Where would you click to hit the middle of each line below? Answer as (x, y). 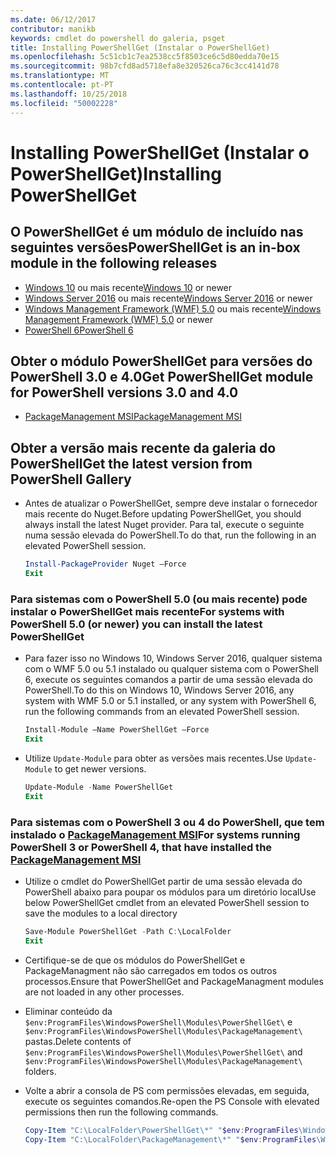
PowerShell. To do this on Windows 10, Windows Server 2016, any (159, 690)
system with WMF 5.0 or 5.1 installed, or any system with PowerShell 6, (170, 701)
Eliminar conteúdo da (68, 1011)
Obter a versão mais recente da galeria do (143, 447)
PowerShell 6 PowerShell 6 (79, 330)
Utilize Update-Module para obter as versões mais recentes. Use (154, 758)
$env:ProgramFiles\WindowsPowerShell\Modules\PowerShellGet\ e (158, 1022)
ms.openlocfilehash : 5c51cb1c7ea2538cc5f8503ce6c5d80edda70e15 (145, 57)
